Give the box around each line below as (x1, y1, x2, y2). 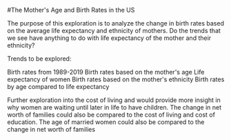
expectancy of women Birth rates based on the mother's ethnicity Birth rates (7, 75, 225, 83)
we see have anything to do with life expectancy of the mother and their (7, 34, 212, 42)
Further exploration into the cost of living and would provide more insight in (7, 96, 221, 104)
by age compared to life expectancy (7, 83, 110, 90)
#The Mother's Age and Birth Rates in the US (7, 6, 135, 14)
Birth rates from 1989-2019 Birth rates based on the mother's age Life (7, 68, 205, 76)
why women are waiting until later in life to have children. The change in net (7, 103, 222, 111)
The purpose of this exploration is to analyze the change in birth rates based (7, 19, 224, 27)
